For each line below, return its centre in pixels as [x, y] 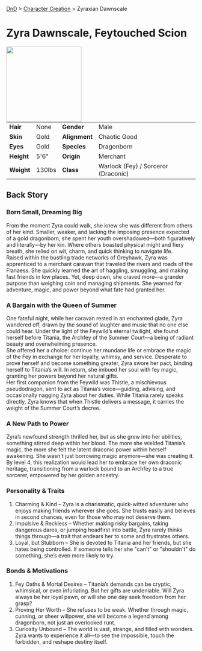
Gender [73, 127]
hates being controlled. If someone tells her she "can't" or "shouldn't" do [105, 549]
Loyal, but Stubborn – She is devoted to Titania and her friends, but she [103, 542]
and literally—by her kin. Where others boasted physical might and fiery [95, 244]
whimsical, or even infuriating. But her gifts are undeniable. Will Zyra [99, 590]
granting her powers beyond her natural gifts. [62, 376]
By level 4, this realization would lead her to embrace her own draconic [94, 462]
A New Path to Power [38, 424]
